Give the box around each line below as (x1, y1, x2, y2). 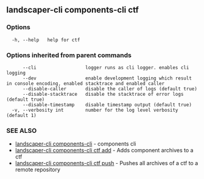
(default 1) (6, 112, 37, 118)
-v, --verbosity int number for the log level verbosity (12, 107, 178, 113)
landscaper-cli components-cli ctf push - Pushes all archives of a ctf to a (15, 160, 199, 167)
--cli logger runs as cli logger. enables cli (22, 64, 189, 70)
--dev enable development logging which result (22, 75, 192, 81)
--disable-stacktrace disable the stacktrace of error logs (22, 91, 184, 97)
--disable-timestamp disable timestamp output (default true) (22, 101, 192, 108)
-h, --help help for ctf (12, 36, 80, 43)
